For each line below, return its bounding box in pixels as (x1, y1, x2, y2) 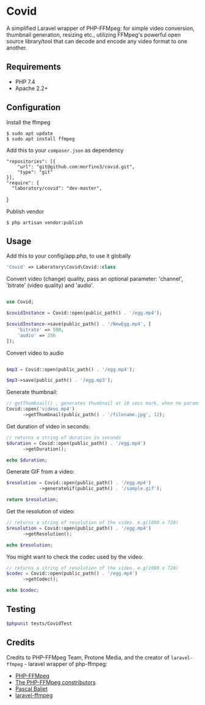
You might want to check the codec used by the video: (6, 553, 143, 561)
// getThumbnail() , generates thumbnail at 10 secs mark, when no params (6, 400, 201, 406)
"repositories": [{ (6, 158, 56, 165)
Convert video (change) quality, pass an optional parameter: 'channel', (6, 275, 183, 283)
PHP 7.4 (15, 78, 35, 85)
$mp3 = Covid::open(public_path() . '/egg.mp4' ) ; (6, 366, 135, 373)
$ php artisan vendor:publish (6, 219, 84, 226)
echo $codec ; (6, 587, 40, 594)
